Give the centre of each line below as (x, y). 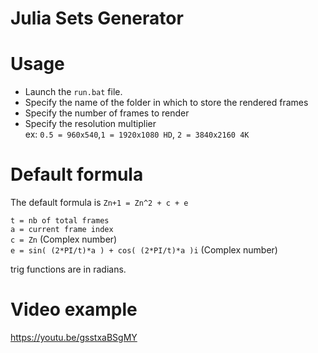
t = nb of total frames (60, 221)
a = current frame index (62, 230)
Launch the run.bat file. (73, 92)
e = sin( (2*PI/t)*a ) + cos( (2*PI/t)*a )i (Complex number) (144, 250)
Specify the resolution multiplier (90, 124)
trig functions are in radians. (68, 269)
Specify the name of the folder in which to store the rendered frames (166, 103)
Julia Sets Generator (97, 18)
